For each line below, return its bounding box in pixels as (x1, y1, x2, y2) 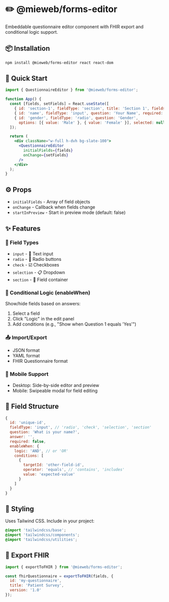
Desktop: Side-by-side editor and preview (12, 382, 100, 388)
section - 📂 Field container (12, 277, 68, 283)
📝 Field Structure (5, 402, 59, 411)
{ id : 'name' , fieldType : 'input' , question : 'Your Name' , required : (14, 111, 163, 116)
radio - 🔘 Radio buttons (12, 256, 62, 262)
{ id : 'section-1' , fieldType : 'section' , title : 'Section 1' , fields (14, 106, 165, 111)
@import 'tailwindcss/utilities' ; (5, 537, 78, 542)
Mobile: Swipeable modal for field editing (12, 388, 98, 394)
